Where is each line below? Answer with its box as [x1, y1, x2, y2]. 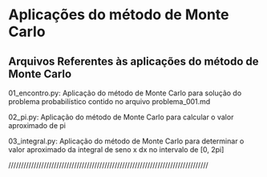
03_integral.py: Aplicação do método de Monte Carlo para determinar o [8, 136, 245, 146]
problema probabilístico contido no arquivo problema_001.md [8, 97, 211, 106]
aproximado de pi [8, 121, 67, 130]
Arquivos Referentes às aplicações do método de [8, 54, 259, 68]
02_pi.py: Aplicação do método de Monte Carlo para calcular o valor [8, 112, 234, 122]
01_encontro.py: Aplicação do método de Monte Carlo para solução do [8, 88, 242, 98]
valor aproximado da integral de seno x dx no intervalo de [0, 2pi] [8, 145, 225, 154]
